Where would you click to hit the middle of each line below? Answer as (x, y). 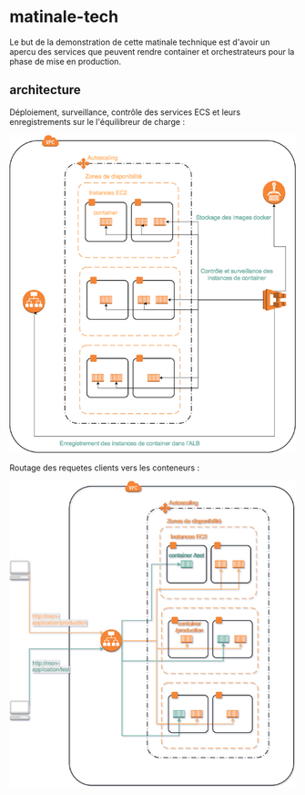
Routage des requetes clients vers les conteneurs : (105, 468)
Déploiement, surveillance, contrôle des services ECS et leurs (125, 112)
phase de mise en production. (65, 61)
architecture (46, 90)
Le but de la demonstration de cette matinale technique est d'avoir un (140, 42)
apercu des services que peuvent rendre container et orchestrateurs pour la (152, 51)
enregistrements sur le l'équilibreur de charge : (97, 121)
